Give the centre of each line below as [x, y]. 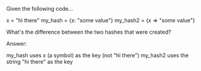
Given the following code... [40, 9]
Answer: [17, 44]
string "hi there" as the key [40, 62]
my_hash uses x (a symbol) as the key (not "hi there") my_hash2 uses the [97, 55]
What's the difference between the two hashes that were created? [89, 32]
